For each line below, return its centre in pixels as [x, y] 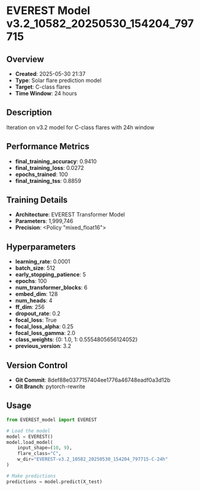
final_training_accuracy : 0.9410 [56, 161]
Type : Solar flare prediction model [58, 80]
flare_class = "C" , [39, 454]
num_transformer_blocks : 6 [51, 287]
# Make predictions [31, 476]
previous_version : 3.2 [43, 346]
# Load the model [28, 431]
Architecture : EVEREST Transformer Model [70, 215]
